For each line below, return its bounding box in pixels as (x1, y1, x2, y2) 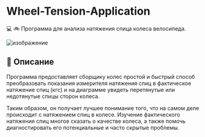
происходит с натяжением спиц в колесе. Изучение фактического (6, 111, 181, 118)
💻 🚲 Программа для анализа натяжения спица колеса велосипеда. (6, 24, 187, 32)
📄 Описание (6, 57, 54, 67)
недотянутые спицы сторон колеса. (6, 92, 100, 100)
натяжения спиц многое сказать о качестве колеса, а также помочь (6, 117, 186, 125)
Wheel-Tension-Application (6, 4, 151, 18)
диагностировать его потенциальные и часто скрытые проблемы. (6, 124, 179, 131)
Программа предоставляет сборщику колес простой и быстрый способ (6, 73, 195, 80)
